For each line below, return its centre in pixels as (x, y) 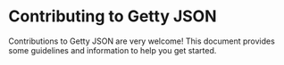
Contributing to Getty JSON (113, 16)
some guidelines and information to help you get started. (113, 50)
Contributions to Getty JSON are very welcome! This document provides (142, 41)
